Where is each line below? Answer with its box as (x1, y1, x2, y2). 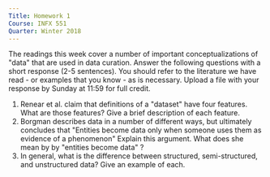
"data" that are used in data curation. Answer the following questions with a (8, 58, 261, 67)
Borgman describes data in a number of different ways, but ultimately (19, 117, 252, 127)
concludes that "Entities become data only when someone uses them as (19, 125, 262, 135)
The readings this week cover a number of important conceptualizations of (8, 50, 259, 59)
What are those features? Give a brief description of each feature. (19, 108, 241, 118)
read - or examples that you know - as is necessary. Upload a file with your (8, 75, 259, 85)
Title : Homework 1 (8, 11, 71, 20)
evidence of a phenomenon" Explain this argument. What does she (19, 134, 244, 144)
